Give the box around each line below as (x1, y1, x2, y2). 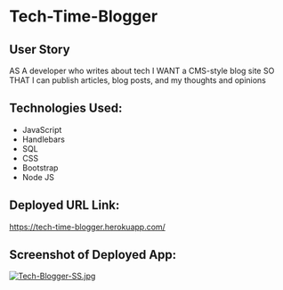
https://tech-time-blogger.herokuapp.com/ (9, 221, 166, 232)
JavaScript (21, 124, 62, 135)
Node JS (21, 171, 55, 182)
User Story (9, 42, 70, 57)
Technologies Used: (9, 101, 123, 116)
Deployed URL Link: (9, 198, 120, 213)
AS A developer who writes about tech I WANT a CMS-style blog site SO (9, 65, 275, 76)
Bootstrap (21, 162, 59, 173)
